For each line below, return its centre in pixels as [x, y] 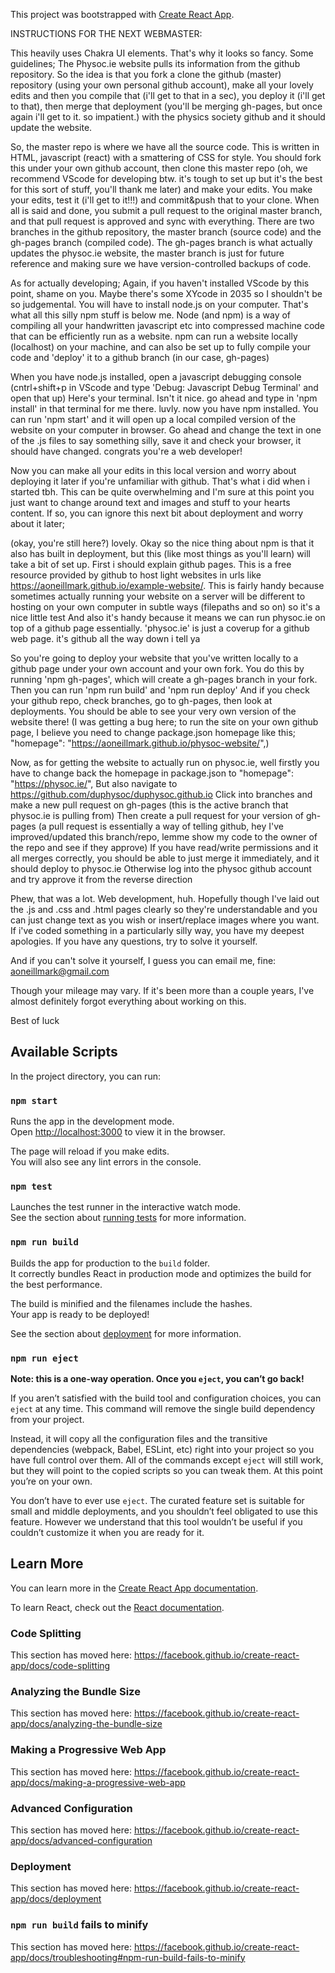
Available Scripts [64, 1052]
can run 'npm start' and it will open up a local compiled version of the [153, 419]
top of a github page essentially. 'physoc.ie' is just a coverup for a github [160, 628]
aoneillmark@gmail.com [60, 971]
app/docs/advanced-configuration [81, 1840]
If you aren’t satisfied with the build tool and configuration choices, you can [166, 1398]
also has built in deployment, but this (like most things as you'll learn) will [160, 553]
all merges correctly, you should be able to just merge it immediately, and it [165, 858]
